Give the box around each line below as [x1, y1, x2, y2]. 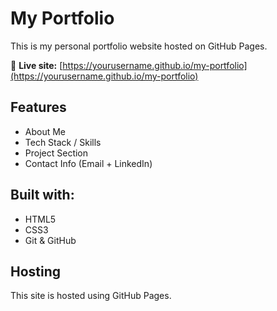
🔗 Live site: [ [10, 59, 63, 71]
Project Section [24, 147, 89, 159]
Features [10, 99, 67, 116]
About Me [24, 125, 67, 137]
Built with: [10, 187, 75, 204]
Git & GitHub [24, 234, 77, 246]
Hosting [10, 263, 62, 280]
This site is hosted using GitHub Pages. [10, 290, 172, 302]
